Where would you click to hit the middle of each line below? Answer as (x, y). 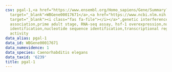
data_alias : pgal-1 (26, 39)
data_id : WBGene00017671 (32, 43)
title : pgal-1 (20, 62)
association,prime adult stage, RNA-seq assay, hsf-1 (68, 24)
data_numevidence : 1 (27, 48)
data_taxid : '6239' (26, 57)
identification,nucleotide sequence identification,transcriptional (84, 29)
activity (19, 33)
